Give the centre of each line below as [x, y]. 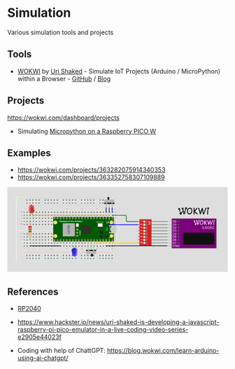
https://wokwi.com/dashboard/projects [64, 118]
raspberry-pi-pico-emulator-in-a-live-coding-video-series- [103, 330]
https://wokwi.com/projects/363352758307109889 [91, 177]
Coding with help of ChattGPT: [62, 351]
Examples [29, 153]
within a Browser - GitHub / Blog [64, 78]
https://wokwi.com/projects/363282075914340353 [91, 170]
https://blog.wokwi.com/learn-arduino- [163, 351]
